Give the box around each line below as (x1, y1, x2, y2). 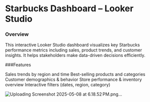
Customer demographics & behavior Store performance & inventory (5, 76, 142, 82)
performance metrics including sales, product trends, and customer (5, 47, 142, 53)
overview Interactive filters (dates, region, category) (5, 82, 111, 88)
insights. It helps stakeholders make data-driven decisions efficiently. (5, 52, 146, 58)
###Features (5, 62, 31, 68)
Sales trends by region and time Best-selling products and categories (5, 72, 146, 77)
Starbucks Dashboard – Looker (5, 3, 134, 14)
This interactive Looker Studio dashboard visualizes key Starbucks (5, 42, 140, 48)
